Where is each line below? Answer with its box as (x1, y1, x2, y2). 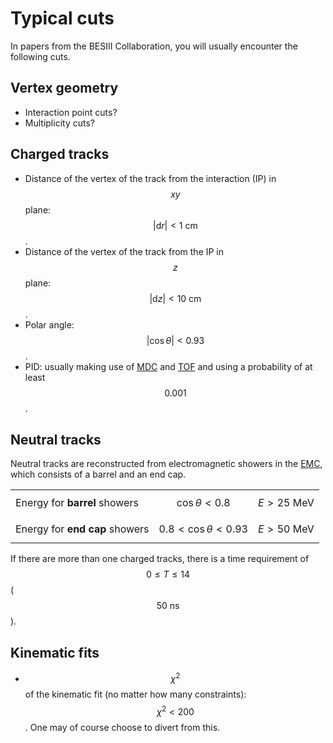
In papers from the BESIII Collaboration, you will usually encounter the (10, 40, 298, 52)
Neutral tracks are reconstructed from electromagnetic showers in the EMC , (10, 458, 323, 470)
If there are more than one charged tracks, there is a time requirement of (10, 553, 310, 565)
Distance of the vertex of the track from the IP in (24, 245, 225, 257)
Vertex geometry (10, 80, 119, 97)
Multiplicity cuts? (24, 117, 95, 129)
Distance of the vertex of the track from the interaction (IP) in (24, 172, 277, 184)
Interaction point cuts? (24, 106, 118, 118)
